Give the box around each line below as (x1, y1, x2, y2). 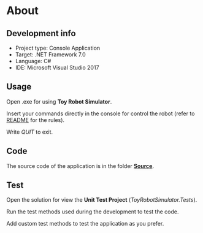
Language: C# (15, 58, 52, 64)
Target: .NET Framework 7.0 (15, 51, 86, 58)
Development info (6, 28, 76, 39)
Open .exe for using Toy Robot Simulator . (6, 97, 112, 105)
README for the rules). (6, 116, 65, 123)
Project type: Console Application (15, 44, 101, 52)
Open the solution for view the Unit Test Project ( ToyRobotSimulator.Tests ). (6, 196, 197, 204)
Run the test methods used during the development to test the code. (6, 208, 179, 215)
